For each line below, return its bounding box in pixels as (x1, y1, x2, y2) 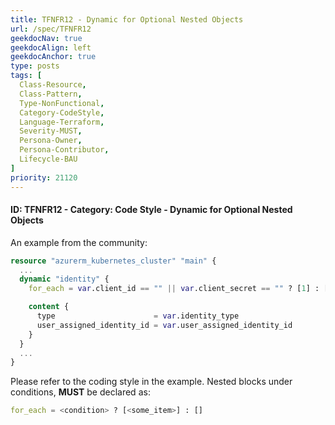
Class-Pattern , (19, 89, 83, 99)
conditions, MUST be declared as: (10, 386, 151, 398)
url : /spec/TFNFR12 (10, 24, 92, 34)
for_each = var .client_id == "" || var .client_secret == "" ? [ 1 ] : (28, 284, 320, 294)
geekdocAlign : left (10, 42, 92, 53)
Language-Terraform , (19, 117, 105, 127)
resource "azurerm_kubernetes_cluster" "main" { (10, 256, 217, 266)
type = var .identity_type (36, 311, 240, 321)
